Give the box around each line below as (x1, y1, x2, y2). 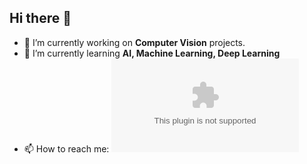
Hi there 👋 (9, 10, 72, 27)
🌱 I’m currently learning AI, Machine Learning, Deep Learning (23, 47, 281, 59)
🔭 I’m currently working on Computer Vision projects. (23, 36, 246, 48)
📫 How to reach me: (23, 142, 110, 155)
